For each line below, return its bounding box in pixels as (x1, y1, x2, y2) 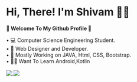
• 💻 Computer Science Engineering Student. (6, 37, 115, 44)
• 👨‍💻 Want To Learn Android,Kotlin (6, 57, 90, 64)
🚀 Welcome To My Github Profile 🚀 (6, 25, 92, 32)
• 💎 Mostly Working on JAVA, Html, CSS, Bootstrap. (6, 51, 132, 58)
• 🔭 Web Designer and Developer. (6, 45, 89, 52)
